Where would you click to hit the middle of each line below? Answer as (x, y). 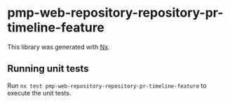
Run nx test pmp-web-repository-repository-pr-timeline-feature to (107, 86)
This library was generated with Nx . (59, 47)
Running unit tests (48, 69)
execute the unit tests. (39, 93)
